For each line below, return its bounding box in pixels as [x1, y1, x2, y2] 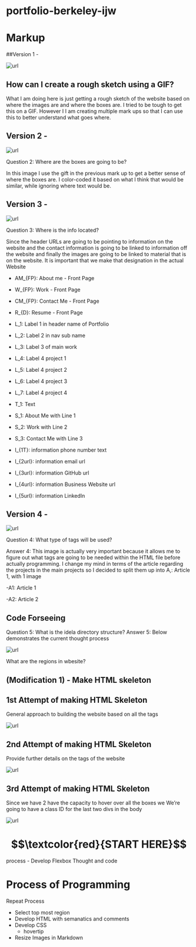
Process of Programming [6, 878, 131, 891]
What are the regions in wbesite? [6, 658, 86, 665]
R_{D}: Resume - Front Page [14, 309, 84, 316]
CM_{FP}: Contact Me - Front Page [14, 297, 99, 304]
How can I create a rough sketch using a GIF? [6, 79, 175, 89]
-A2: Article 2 [6, 596, 39, 603]
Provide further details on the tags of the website [6, 755, 125, 762]
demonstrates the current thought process [6, 635, 109, 642]
